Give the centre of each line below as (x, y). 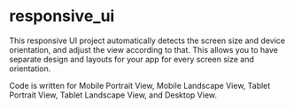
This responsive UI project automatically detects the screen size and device (147, 40)
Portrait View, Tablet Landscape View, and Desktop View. (113, 95)
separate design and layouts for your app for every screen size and (132, 59)
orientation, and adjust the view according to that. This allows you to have (144, 49)
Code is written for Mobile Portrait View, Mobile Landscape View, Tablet (140, 85)
